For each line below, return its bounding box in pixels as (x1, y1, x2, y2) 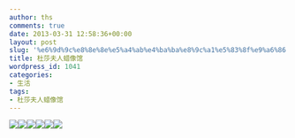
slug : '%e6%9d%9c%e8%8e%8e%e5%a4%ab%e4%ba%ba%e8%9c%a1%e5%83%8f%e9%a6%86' (9, 46, 291, 55)
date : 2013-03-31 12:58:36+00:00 (9, 29, 132, 38)
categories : (9, 71, 53, 80)
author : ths (9, 12, 53, 22)
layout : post (9, 37, 57, 47)
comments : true (9, 21, 65, 30)
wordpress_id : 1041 (9, 63, 81, 72)
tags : (9, 87, 29, 96)
